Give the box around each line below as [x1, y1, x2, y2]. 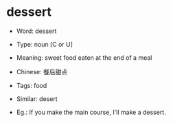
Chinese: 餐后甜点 [16, 67, 68, 76]
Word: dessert [16, 27, 57, 35]
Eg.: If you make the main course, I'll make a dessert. [16, 108, 166, 116]
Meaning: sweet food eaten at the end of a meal [16, 53, 152, 62]
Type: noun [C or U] [16, 40, 73, 48]
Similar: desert [16, 94, 58, 103]
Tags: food [16, 81, 47, 89]
